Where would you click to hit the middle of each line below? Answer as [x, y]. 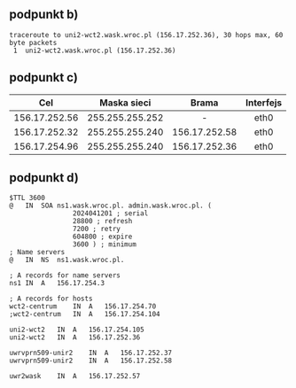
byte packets [33, 43]
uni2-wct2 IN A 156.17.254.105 [77, 330]
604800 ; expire [102, 237]
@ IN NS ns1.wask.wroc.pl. [67, 260]
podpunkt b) [44, 15]
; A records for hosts [51, 299]
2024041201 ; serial [110, 213]
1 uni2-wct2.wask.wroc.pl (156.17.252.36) [94, 50]
